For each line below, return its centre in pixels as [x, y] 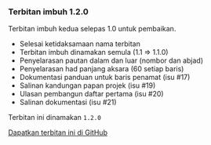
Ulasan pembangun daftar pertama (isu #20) [91, 94]
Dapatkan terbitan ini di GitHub [58, 132]
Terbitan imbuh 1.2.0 [48, 12]
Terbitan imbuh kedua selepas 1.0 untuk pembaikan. [92, 29]
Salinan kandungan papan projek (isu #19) [87, 85]
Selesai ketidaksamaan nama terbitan [80, 44]
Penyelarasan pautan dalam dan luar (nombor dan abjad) [111, 60]
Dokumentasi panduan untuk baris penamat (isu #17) [105, 78]
